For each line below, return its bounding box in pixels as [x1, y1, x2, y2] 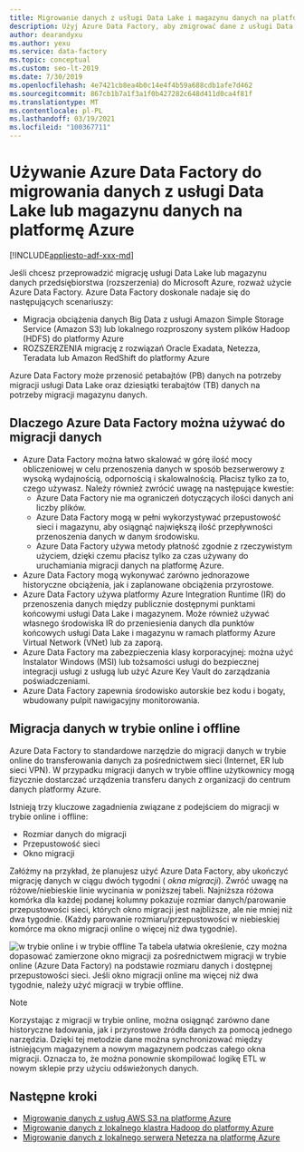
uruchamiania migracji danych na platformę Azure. [35, 560, 224, 571]
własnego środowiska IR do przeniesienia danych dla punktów [22, 618, 255, 629]
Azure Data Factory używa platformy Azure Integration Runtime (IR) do [22, 589, 287, 600]
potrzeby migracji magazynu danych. [9, 389, 147, 400]
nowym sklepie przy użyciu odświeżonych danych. [9, 1062, 199, 1073]
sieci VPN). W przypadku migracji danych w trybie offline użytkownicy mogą [9, 764, 295, 776]
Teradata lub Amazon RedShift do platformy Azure [22, 352, 210, 363]
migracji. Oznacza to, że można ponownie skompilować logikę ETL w [9, 1053, 267, 1064]
